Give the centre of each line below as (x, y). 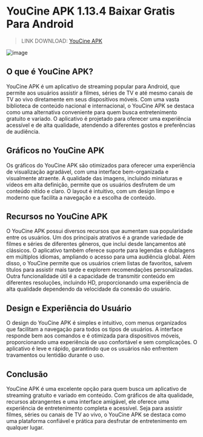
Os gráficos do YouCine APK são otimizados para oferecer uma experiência (101, 165)
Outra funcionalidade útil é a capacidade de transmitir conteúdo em (91, 276)
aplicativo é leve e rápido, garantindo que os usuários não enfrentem (92, 349)
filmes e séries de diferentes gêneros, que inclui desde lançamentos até (96, 244)
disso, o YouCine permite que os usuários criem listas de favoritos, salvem (99, 263)
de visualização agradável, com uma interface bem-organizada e (87, 172)
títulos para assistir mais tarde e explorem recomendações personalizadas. (100, 270)
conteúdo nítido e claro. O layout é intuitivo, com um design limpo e (90, 191)
